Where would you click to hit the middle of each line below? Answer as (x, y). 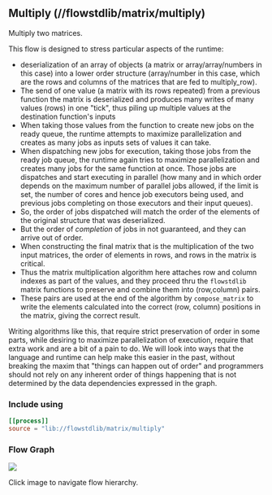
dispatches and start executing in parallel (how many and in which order (141, 177)
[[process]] (28, 421)
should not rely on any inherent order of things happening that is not (123, 375)
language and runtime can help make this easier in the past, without (122, 357)
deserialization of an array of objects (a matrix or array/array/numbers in (141, 64)
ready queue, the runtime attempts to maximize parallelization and (131, 134)
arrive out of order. (52, 237)
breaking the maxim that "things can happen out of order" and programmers (136, 366)
